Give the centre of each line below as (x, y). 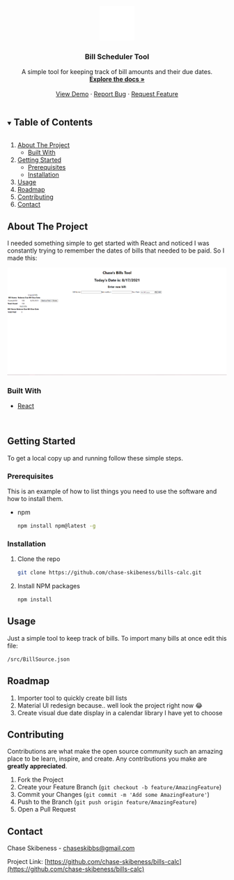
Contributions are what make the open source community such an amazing (115, 752)
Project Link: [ (27, 862)
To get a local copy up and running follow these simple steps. (95, 458)
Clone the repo (39, 559)
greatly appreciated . (37, 766)
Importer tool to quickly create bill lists (72, 698)
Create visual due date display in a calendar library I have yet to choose (120, 713)
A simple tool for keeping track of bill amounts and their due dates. (117, 72)
